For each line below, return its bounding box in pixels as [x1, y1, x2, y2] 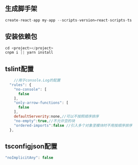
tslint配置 [5, 65, 34, 73]
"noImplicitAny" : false [5, 155, 54, 160]
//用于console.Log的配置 [14, 78, 61, 83]
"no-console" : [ [14, 87, 47, 92]
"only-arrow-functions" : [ [14, 100, 69, 105]
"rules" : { [9, 82, 32, 87]
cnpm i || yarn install [5, 50, 54, 55]
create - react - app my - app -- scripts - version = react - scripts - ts [5, 17, 132, 23]
